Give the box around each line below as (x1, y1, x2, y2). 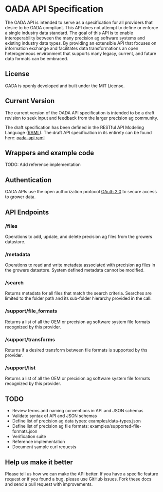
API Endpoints (5, 208, 49, 216)
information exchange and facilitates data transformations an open (5, 45, 139, 51)
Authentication (5, 176, 52, 184)
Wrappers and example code (5, 148, 94, 157)
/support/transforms (5, 336, 55, 343)
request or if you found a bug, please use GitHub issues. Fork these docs (5, 476, 152, 482)
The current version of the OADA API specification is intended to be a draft (5, 109, 155, 115)
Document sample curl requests (12, 444, 76, 450)
